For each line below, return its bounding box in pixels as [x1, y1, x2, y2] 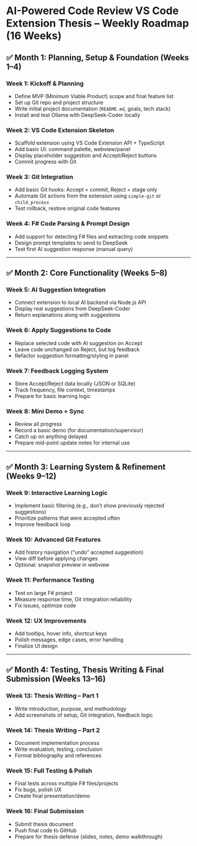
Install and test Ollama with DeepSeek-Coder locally [14, 111, 141, 118]
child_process [14, 200, 49, 206]
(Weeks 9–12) [6, 471, 57, 481]
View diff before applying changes [14, 555, 98, 562]
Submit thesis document [14, 820, 74, 827]
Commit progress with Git [14, 158, 77, 165]
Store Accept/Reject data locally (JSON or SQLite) [14, 380, 136, 387]
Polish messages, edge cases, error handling [14, 636, 124, 643]
